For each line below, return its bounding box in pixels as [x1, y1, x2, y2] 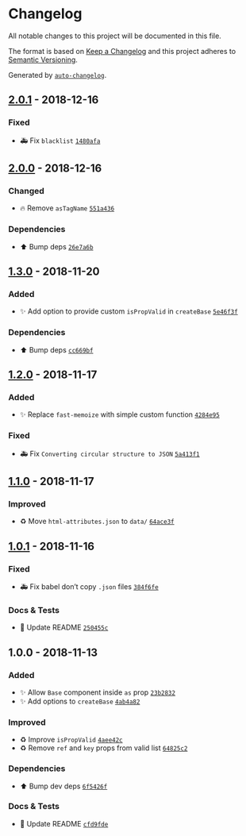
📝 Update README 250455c [19, 622, 109, 632]
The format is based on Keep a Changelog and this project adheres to [8, 46, 236, 56]
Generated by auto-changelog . [8, 70, 107, 79]
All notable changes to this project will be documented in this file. [8, 31, 222, 40]
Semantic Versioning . [8, 55, 78, 64]
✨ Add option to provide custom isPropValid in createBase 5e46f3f [19, 306, 238, 316]
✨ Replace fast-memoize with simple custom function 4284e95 [19, 410, 220, 419]
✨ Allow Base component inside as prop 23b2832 [19, 688, 176, 697]
